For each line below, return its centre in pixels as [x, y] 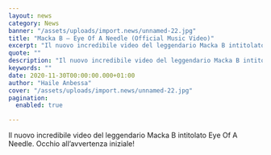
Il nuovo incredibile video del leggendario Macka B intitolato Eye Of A [123, 135]
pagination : [28, 98]
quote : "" [25, 53]
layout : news [30, 16]
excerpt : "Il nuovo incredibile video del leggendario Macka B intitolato [137, 46]
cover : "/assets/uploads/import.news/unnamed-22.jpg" [101, 90]
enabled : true [39, 105]
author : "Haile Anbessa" [50, 83]
